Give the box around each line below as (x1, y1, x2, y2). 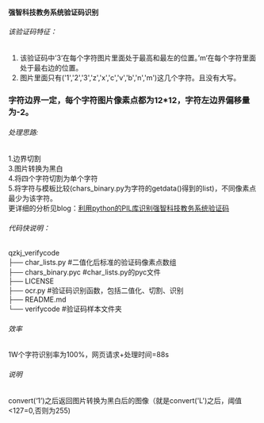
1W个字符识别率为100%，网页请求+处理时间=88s (8, 350, 169, 360)
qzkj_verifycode (8, 248, 60, 258)
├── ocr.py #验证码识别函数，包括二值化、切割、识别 (8, 286, 184, 295)
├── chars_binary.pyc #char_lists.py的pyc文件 (8, 267, 161, 277)
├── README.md (8, 294, 67, 305)
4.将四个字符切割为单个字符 (8, 173, 98, 183)
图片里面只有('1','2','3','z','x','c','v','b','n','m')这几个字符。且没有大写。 (19, 72, 241, 83)
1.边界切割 (8, 153, 41, 163)
